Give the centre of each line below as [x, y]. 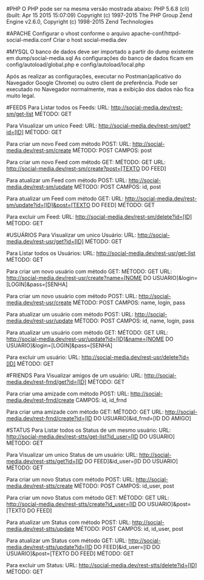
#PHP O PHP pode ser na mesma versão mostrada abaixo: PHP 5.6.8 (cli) [98, 9]
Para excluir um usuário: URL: [43, 357]
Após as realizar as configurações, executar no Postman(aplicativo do [94, 76]
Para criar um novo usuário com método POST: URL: [72, 296]
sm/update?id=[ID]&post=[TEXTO [49, 205]
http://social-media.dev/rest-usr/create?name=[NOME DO [79, 278]
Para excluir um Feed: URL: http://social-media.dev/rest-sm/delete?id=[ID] [99, 217]
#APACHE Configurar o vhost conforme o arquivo [68, 33]
